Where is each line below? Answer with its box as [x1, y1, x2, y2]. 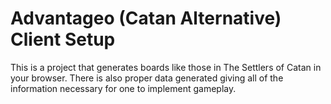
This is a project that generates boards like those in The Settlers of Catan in [10, 61, 322, 73]
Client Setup [10, 28, 116, 51]
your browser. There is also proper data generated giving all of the [10, 72, 284, 84]
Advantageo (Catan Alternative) [10, 7, 282, 30]
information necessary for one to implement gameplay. [10, 82, 237, 94]
